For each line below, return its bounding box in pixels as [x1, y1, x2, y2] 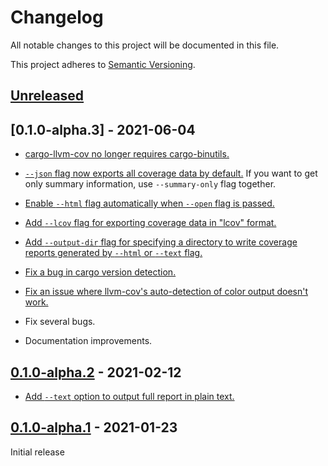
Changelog [10, 6, 104, 29]
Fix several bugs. [24, 316, 96, 328]
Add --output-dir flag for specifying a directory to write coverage [24, 236, 298, 248]
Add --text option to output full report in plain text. [24, 390, 235, 402]
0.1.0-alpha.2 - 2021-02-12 [10, 364, 182, 381]
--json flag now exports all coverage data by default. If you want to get [24, 167, 318, 180]
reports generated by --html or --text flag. [24, 247, 203, 259]
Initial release [10, 446, 65, 458]
